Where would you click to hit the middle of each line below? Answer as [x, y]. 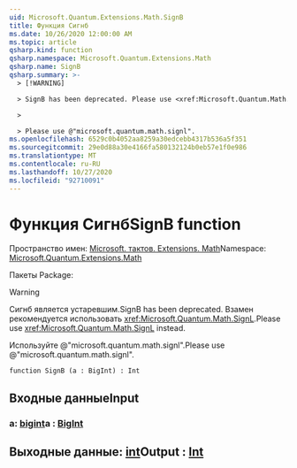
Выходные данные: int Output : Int [107, 452]
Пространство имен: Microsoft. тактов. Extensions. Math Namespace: [138, 249]
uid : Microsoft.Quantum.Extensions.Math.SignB [96, 17]
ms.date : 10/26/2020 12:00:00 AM [71, 34]
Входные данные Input [74, 398]
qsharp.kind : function [51, 50]
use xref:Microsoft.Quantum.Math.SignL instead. [97, 328]
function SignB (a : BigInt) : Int [75, 371]
